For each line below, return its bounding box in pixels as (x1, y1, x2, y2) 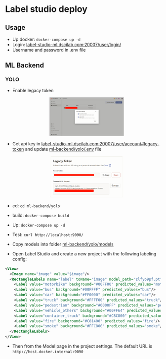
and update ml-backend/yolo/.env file (25, 146, 102, 152)
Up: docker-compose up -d (12, 222, 65, 228)
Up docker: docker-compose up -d (12, 36, 81, 42)
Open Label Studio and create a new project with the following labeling (12, 250, 157, 256)
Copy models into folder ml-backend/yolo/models (12, 241, 114, 247)
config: (12, 256, 27, 262)
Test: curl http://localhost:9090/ (12, 232, 84, 238)
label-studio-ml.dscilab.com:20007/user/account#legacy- (41, 141, 160, 147)
